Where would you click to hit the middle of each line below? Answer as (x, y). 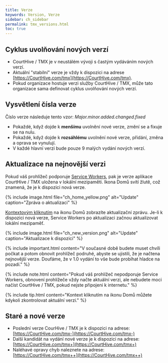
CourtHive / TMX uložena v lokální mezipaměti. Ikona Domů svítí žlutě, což (83, 182)
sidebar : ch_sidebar (27, 19)
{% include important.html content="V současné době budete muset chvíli (83, 248)
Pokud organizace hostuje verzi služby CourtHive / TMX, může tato (83, 83)
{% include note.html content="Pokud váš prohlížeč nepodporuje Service (82, 274)
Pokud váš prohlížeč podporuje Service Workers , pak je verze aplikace (79, 176)
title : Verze (19, 10)
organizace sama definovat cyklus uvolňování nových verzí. (75, 88)
